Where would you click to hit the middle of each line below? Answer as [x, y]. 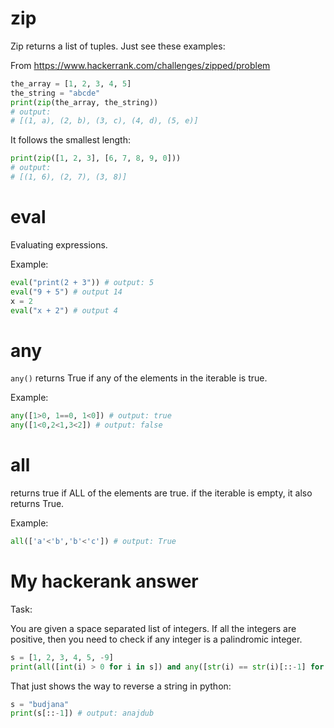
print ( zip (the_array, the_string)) [84, 102]
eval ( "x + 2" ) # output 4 [64, 310]
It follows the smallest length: [70, 140]
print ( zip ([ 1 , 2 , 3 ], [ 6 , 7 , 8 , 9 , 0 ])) [96, 158]
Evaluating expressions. [59, 244]
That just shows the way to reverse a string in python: [121, 686]
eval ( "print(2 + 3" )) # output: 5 [82, 282]
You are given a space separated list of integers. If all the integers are [153, 628]
